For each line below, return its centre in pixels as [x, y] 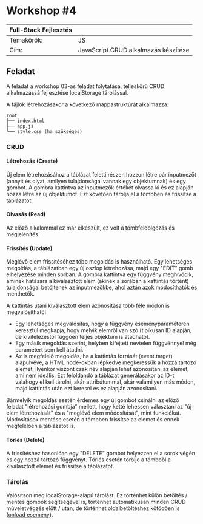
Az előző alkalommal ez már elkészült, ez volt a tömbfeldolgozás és [90, 228]
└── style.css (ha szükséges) [45, 131]
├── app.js [20, 126]
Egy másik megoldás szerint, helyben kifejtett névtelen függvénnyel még [106, 343]
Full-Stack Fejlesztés [41, 30]
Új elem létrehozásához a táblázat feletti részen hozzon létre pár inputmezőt [101, 174]
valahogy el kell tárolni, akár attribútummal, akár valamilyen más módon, [105, 382]
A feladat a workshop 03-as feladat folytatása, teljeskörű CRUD [85, 86]
